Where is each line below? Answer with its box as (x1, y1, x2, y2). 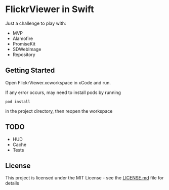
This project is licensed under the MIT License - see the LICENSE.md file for (5, 175, 164, 181)
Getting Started (5, 66, 55, 75)
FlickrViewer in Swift (5, 4, 95, 15)
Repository (12, 52, 35, 58)
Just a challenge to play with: (5, 20, 66, 26)
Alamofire (12, 35, 33, 41)
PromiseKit (12, 40, 35, 46)
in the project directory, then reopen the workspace (5, 108, 113, 114)
